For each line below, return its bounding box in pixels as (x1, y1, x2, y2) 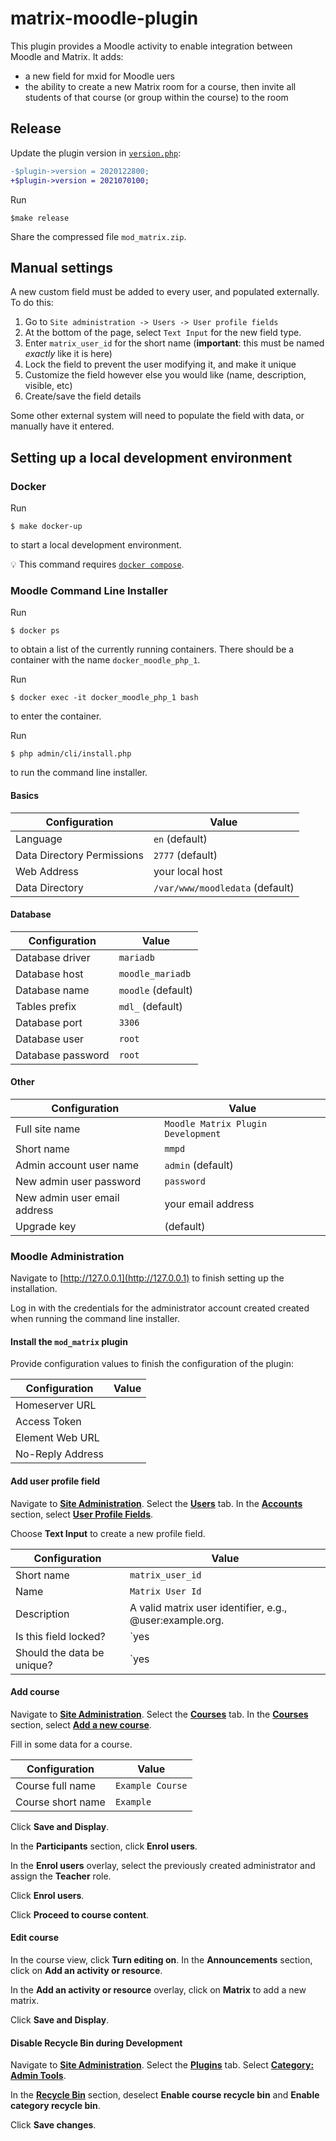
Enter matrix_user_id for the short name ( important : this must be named (24, 337, 325, 349)
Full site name (15, 1122, 81, 1136)
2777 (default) (153, 848, 218, 862)
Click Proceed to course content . (10, 1908, 150, 1921)
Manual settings (10, 259, 113, 276)
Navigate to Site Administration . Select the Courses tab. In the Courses (10, 1708, 309, 1720)
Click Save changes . (10, 2119, 97, 2131)
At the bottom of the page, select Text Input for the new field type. (24, 327, 302, 339)
